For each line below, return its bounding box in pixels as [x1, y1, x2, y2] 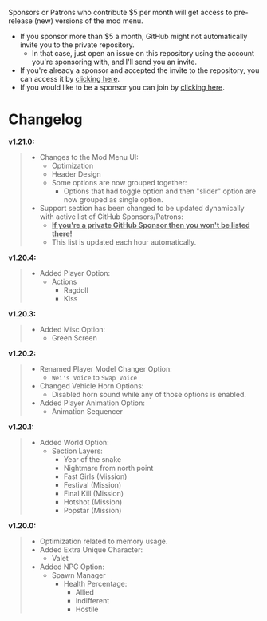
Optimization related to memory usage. [39, 536, 168, 546]
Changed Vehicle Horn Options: [39, 380, 144, 391]
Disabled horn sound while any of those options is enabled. [51, 389, 247, 399]
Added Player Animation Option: [39, 398, 145, 408]
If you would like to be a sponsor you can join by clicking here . [19, 82, 226, 92]
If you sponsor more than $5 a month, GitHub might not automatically [19, 32, 248, 41]
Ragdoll [63, 285, 89, 295]
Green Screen [51, 332, 98, 343]
